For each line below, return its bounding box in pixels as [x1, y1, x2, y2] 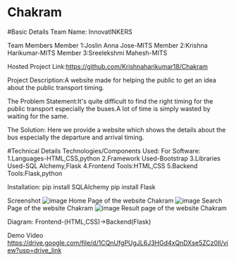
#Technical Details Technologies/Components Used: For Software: [7, 146, 201, 155]
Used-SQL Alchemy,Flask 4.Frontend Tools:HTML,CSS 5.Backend [7, 161, 198, 170]
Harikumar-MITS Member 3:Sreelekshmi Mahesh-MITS [7, 49, 168, 57]
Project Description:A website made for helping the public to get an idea [7, 75, 217, 84]
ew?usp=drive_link [7, 246, 62, 254]
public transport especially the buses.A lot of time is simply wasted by [7, 104, 211, 113]
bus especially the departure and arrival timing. [7, 133, 144, 141]
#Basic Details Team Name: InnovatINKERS [7, 27, 132, 36]
